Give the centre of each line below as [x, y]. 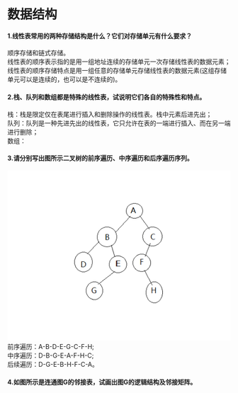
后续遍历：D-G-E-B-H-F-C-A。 [53, 365]
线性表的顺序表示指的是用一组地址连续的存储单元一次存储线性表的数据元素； [119, 62]
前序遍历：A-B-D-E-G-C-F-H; [51, 347]
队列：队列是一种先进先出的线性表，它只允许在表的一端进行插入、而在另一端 [119, 123]
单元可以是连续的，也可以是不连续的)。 [64, 79]
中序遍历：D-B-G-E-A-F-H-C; [51, 355]
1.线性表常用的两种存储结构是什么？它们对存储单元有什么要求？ [100, 35]
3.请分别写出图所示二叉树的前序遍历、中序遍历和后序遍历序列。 [100, 158]
